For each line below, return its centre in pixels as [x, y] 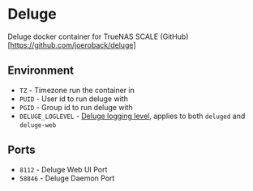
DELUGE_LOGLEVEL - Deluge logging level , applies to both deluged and [132, 116]
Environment [41, 71]
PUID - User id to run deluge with [74, 99]
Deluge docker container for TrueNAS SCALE [83, 36]
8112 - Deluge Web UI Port [63, 169]
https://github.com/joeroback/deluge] [73, 45]
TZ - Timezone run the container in [77, 90]
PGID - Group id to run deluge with [76, 107]
